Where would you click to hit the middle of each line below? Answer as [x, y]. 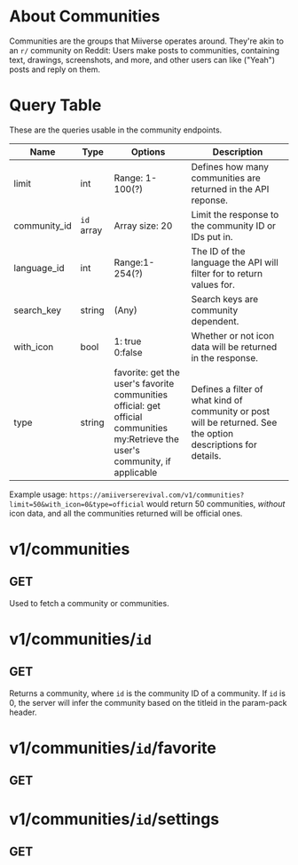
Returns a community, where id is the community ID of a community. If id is [148, 693]
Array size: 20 [143, 226]
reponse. [210, 200]
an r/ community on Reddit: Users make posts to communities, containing [145, 50]
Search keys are [225, 299]
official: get [137, 405]
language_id [39, 268]
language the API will [235, 262]
